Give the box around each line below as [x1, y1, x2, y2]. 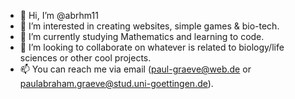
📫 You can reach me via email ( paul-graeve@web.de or [19, 63, 252, 75]
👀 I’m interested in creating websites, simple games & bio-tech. [19, 20, 280, 32]
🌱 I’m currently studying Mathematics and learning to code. [19, 31, 265, 42]
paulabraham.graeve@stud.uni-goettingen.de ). [19, 78, 214, 89]
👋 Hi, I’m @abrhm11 [19, 10, 99, 21]
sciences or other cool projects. [19, 52, 152, 64]
